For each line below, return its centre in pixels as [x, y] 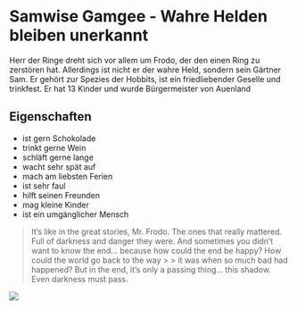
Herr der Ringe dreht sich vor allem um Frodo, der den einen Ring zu [135, 60]
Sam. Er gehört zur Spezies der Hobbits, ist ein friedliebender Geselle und [145, 79]
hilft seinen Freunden [61, 195]
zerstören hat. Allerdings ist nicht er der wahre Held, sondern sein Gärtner [145, 70]
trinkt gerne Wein [54, 147]
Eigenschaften [50, 117]
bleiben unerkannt [79, 35]
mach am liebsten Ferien [67, 176]
